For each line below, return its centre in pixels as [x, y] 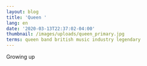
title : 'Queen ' [26, 17]
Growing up [21, 57]
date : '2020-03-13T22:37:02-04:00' [51, 28]
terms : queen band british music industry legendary [73, 40]
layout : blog [22, 12]
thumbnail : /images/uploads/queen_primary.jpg [65, 34]
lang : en [17, 23]
